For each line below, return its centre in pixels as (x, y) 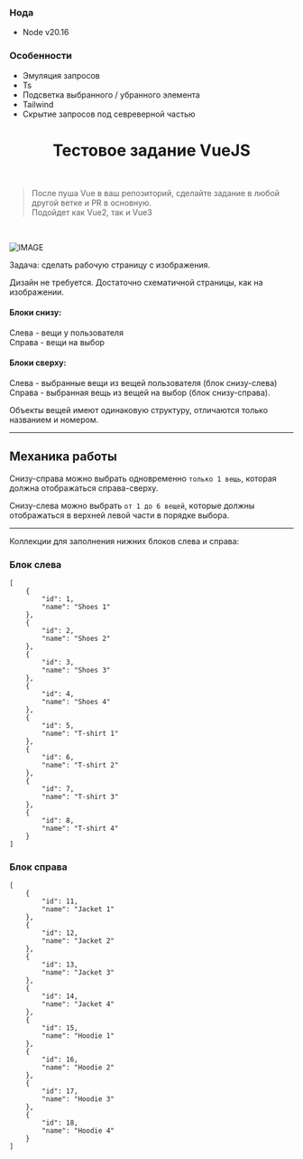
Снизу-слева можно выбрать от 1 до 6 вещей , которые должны (132, 505)
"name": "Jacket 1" (78, 909)
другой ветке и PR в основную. (91, 203)
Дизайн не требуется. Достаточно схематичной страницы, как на (136, 282)
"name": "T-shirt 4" (80, 829)
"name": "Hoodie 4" (78, 1131)
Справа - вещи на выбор (57, 342)
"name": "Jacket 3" (78, 973)
